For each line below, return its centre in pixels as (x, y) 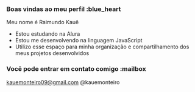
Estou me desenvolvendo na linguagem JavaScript (79, 41)
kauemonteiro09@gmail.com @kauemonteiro (63, 82)
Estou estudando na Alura (48, 34)
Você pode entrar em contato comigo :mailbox (76, 69)
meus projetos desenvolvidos (52, 53)
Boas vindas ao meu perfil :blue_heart (64, 9)
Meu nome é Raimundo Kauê (43, 22)
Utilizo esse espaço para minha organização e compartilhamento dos (102, 47)
